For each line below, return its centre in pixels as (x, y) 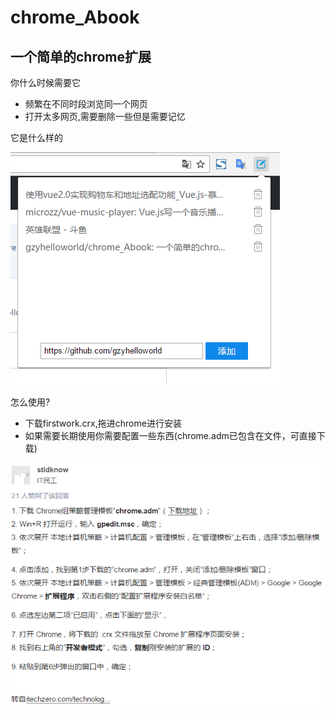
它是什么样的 (36, 137)
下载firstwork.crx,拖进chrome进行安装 (103, 423)
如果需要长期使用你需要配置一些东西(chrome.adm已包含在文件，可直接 (170, 435)
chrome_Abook (75, 17)
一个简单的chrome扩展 (81, 56)
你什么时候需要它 (45, 82)
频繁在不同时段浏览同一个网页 (86, 104)
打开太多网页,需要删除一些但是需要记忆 (105, 116)
